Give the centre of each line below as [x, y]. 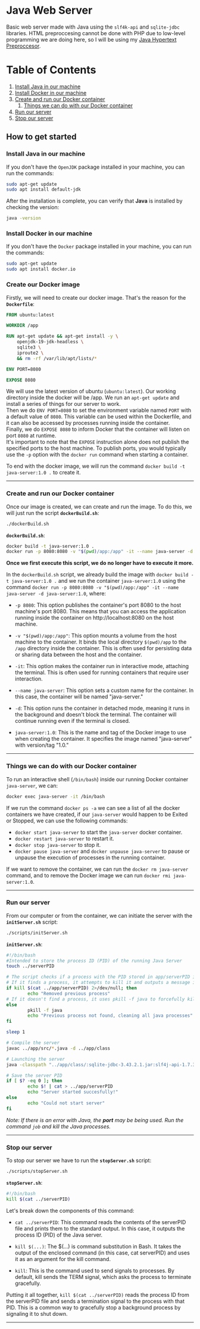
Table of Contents [51, 70]
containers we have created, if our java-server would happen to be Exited [97, 814]
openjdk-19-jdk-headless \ [50, 342]
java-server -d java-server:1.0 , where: [56, 594]
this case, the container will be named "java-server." [79, 697]
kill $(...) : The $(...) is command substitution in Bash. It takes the [98, 1246]
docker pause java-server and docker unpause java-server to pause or [102, 851]
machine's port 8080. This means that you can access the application [100, 611]
